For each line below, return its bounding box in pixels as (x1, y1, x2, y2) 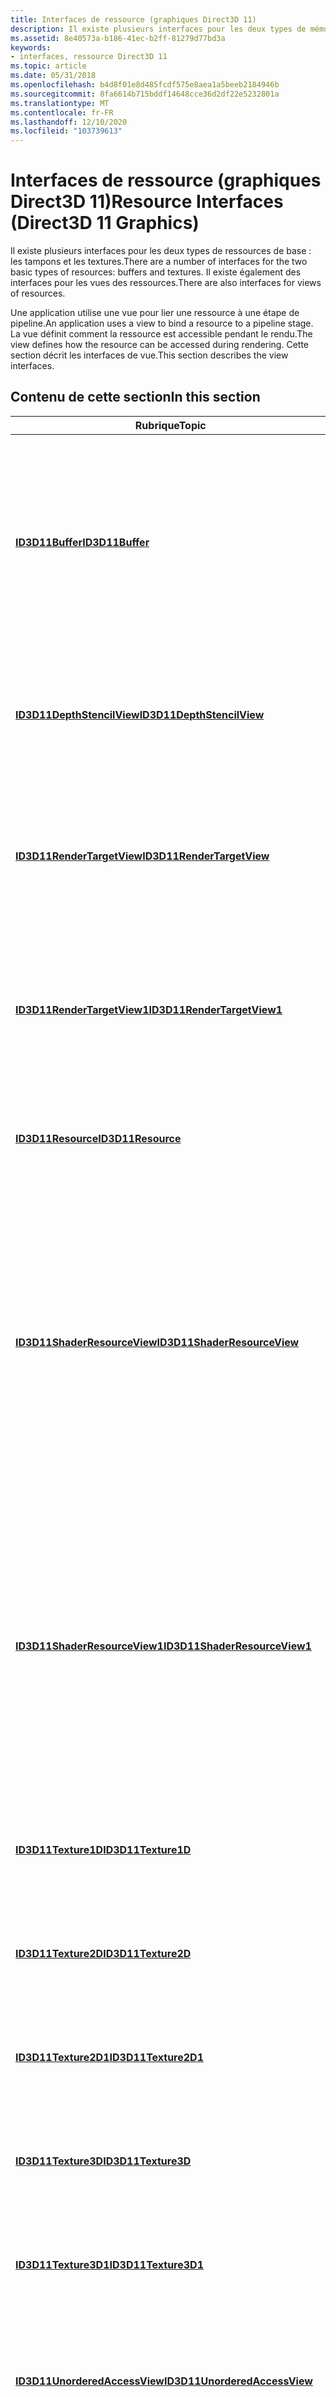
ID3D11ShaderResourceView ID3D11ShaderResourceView (15, 1335, 300, 1349)
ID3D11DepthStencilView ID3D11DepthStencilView (15, 707, 265, 721)
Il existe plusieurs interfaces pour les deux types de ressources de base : (10, 245, 312, 257)
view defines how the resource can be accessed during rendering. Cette (10, 339, 310, 351)
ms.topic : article (10, 61, 87, 71)
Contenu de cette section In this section (10, 389, 261, 406)
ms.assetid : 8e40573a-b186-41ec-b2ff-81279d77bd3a (10, 33, 226, 43)
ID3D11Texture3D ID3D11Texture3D (15, 2154, 192, 2168)
